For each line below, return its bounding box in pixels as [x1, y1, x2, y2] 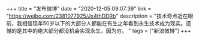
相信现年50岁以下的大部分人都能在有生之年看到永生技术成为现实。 [22, 20, 186, 26]
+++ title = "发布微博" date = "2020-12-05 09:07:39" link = [6, 5, 152, 12]
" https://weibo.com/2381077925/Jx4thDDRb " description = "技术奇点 [6, 12, 178, 19]
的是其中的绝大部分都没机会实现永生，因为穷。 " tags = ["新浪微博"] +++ [11, 27, 191, 34]
